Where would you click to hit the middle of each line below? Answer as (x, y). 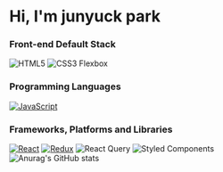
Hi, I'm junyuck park (85, 16)
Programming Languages (66, 86)
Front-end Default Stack (62, 45)
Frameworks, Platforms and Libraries (91, 129)
